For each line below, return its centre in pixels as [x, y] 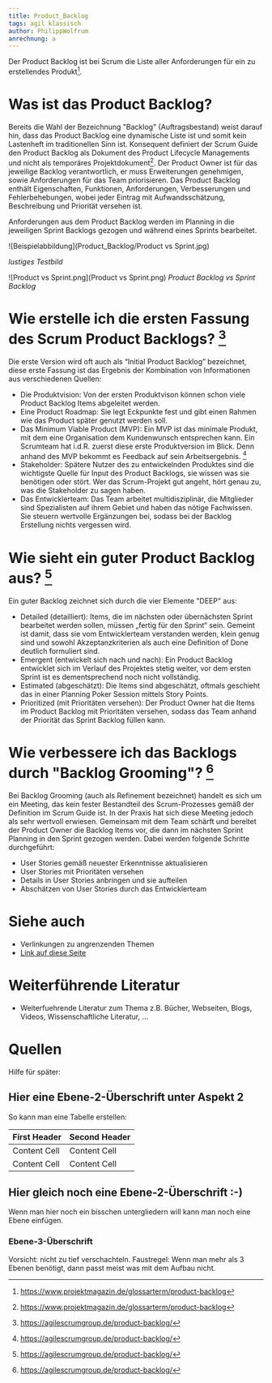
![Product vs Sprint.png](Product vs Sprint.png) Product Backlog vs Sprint [132, 277]
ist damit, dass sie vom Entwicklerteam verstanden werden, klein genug [140, 634]
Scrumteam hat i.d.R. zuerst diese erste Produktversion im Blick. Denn [137, 446]
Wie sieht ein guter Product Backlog [132, 558]
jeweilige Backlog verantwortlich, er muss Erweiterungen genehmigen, [126, 171]
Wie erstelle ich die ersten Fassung [129, 318]
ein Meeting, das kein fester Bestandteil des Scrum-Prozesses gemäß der [132, 804]
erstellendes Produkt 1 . [45, 71]
